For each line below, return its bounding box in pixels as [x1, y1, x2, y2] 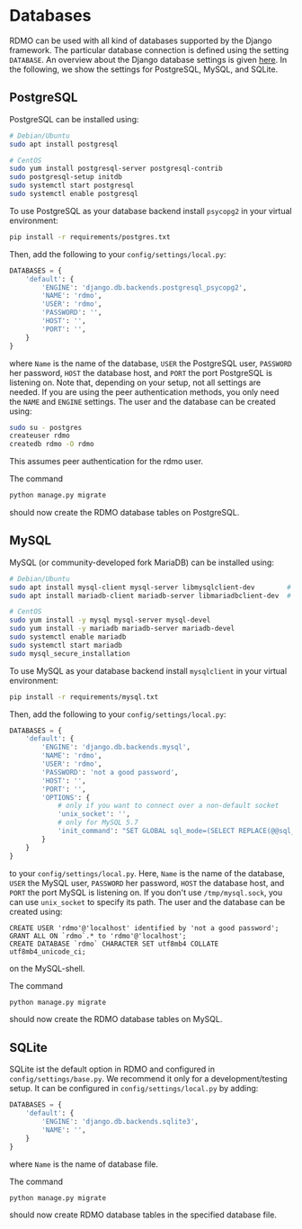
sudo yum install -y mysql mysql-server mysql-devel [9, 615, 211, 625]
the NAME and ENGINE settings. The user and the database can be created [9, 396, 276, 407]
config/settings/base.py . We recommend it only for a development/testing [9, 1073, 288, 1084]
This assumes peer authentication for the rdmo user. [9, 456, 204, 467]
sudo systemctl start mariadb [9, 641, 123, 650]
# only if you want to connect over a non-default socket [57, 802, 280, 811]
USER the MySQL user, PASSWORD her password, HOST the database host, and [9, 877, 285, 888]
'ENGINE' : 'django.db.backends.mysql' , [41, 743, 191, 752]
